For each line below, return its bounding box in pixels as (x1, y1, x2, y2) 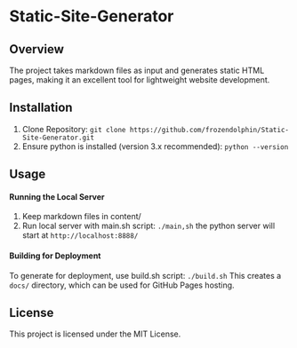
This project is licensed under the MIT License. (9, 328, 181, 339)
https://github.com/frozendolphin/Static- (129, 125, 290, 134)
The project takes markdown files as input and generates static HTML (9, 65, 265, 75)
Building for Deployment (9, 250, 101, 261)
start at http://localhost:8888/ (21, 230, 139, 241)
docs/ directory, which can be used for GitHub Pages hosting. (9, 280, 235, 290)
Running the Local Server (9, 191, 105, 202)
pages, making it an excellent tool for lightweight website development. (9, 75, 270, 85)
